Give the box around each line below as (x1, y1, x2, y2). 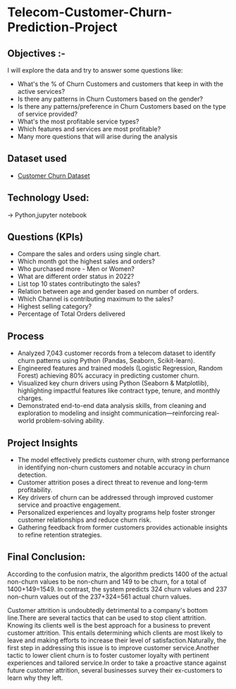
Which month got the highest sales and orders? (17, 257, 156, 265)
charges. (17, 394, 44, 402)
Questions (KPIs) (7, 231, 83, 244)
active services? (17, 88, 66, 95)
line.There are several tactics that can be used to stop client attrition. (7, 613, 206, 622)
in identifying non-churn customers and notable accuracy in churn (17, 463, 211, 472)
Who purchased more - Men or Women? (17, 265, 135, 273)
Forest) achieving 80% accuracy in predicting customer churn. (17, 371, 200, 380)
